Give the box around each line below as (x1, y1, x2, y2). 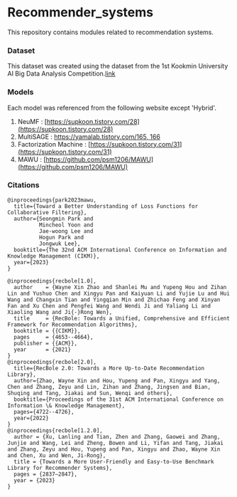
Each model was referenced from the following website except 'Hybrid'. (7, 103, 216, 112)
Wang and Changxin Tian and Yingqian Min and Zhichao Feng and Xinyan (7, 296, 221, 303)
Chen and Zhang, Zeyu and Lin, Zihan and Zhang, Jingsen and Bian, (7, 383, 211, 390)
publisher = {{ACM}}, (13, 340, 78, 347)
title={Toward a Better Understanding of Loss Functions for (13, 202, 199, 210)
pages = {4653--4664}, (13, 333, 94, 340)
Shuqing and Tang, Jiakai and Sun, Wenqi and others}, (7, 389, 173, 397)
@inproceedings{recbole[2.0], (7, 358, 97, 365)
